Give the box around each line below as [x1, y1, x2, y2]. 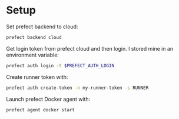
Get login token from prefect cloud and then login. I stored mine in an [6, 45, 174, 52]
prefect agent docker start [6, 107, 75, 113]
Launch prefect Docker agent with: [6, 95, 91, 103]
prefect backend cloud [6, 34, 62, 40]
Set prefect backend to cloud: [6, 23, 78, 30]
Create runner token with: [6, 73, 68, 80]
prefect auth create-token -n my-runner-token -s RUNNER [6, 85, 149, 91]
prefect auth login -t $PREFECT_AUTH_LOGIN [6, 62, 115, 68]
